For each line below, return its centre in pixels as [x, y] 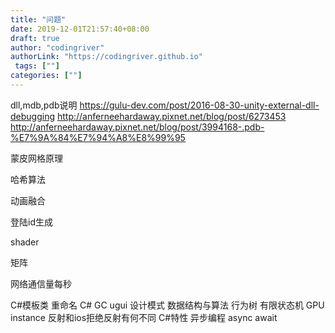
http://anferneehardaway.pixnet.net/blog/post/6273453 [171, 116]
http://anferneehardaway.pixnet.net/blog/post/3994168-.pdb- [137, 127]
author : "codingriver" [57, 47]
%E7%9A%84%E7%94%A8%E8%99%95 [98, 137]
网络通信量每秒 [41, 283]
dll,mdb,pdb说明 [44, 105]
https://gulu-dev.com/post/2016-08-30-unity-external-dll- [199, 105]
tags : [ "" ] [37, 66]
